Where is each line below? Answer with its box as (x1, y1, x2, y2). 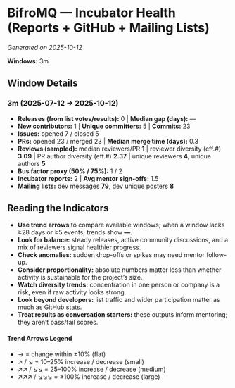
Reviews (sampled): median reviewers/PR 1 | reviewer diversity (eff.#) (17, 144, 222, 153)
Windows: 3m (7, 56, 49, 65)
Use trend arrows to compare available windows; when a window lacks (17, 220, 225, 230)
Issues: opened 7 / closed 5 (17, 129, 99, 138)
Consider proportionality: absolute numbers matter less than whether (17, 265, 222, 274)
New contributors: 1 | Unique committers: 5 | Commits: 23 (17, 122, 191, 130)
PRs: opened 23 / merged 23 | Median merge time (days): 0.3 (17, 137, 199, 145)
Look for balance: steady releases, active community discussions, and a (17, 236, 229, 244)
